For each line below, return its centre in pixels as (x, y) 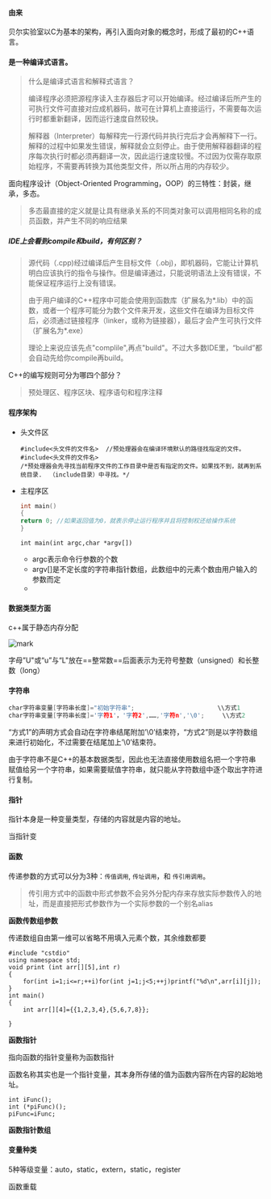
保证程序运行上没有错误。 (78, 283)
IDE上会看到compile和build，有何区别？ (75, 241)
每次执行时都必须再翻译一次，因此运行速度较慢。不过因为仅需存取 (145, 156)
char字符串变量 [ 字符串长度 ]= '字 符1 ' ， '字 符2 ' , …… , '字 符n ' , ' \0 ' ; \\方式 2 (127, 716)
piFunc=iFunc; (32, 1114)
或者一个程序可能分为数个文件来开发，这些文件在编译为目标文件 (148, 311)
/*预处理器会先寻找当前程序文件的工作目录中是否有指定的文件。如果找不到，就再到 (138, 466)
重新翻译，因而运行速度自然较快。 (106, 119)
